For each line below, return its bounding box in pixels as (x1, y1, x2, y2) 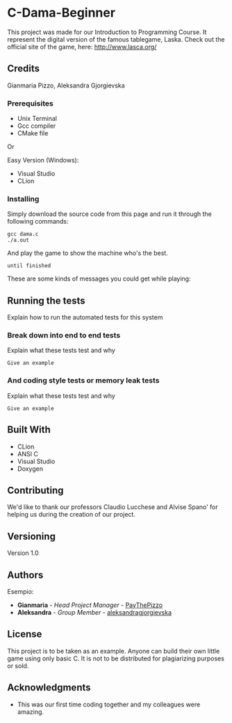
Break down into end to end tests (7, 331, 121, 340)
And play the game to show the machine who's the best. (7, 249, 168, 258)
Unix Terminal (17, 115, 58, 123)
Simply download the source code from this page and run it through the (7, 210, 212, 218)
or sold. (7, 661, 29, 670)
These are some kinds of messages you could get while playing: (7, 274, 191, 283)
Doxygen (17, 464, 44, 473)
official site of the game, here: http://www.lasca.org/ (7, 42, 157, 51)
